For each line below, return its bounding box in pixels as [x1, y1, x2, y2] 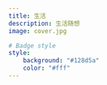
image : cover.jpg [8, 27, 67, 35]
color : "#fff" [23, 64, 71, 73]
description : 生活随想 [8, 19, 80, 28]
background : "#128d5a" [23, 57, 100, 65]
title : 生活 [8, 11, 46, 20]
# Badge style [8, 41, 57, 49]
